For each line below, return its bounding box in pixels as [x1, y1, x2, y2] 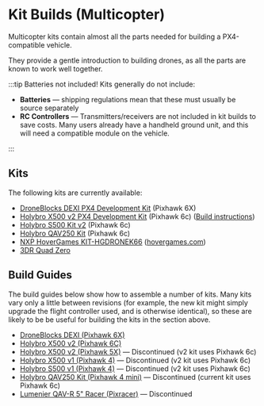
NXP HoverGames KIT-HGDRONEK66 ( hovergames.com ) [19, 236, 206, 247]
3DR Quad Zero [19, 245, 71, 255]
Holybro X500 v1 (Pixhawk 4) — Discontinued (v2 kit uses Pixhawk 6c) [19, 355, 251, 365]
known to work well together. [8, 63, 103, 73]
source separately [19, 103, 79, 113]
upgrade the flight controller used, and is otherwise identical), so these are [8, 306, 252, 316]
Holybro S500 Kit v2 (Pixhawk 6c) [19, 220, 131, 229]
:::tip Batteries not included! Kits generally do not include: [8, 79, 196, 89]
